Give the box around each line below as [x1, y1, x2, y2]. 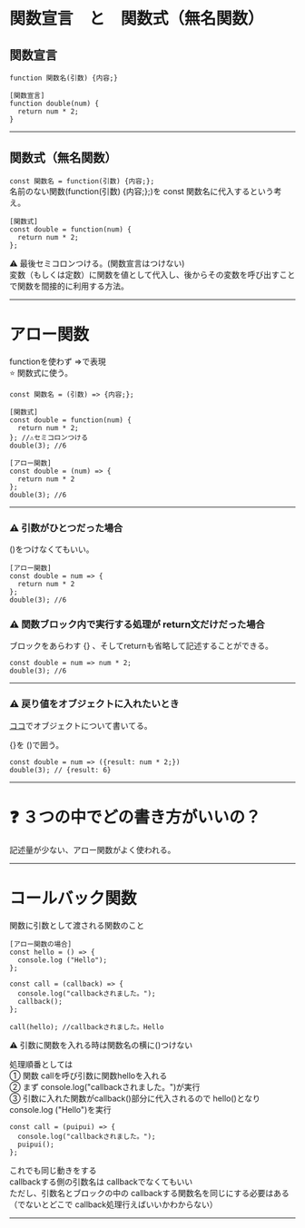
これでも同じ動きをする [9, 1164, 97, 1175]
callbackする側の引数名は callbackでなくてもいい [9, 1176, 193, 1187]
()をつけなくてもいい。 [9, 544, 94, 555]
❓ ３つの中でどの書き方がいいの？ [9, 807, 261, 827]
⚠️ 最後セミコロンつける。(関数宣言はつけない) [9, 258, 185, 269]
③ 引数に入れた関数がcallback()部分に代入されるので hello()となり [9, 1093, 261, 1104]
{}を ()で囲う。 [9, 739, 64, 750]
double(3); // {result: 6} [9, 765, 112, 774]
